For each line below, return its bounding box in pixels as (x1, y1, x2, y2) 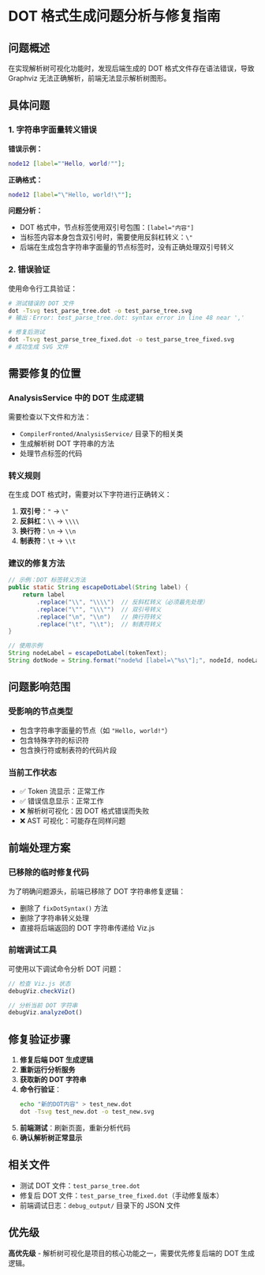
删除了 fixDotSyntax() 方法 (19, 903, 108, 912)
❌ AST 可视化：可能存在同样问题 (19, 815, 126, 826)
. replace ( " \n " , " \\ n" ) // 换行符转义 (36, 613, 162, 621)
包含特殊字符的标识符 (19, 735, 89, 745)
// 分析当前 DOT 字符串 (8, 1001, 78, 1010)
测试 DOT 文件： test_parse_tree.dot (19, 1180, 140, 1190)
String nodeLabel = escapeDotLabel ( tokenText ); (8, 649, 168, 657)
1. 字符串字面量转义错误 (8, 124, 97, 135)
